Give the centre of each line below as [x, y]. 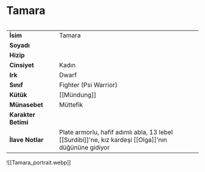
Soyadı [20, 45]
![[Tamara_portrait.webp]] [39, 162]
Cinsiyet [22, 65]
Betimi [19, 122]
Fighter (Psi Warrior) [88, 85]
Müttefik [71, 104]
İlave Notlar [27, 140]
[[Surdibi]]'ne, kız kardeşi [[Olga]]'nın [113, 140]
